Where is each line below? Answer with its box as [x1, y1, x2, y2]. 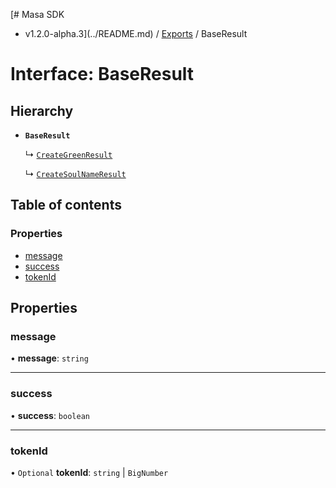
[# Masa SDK [10, 9, 65, 20]
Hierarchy [10, 102, 74, 119]
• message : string [10, 352, 89, 364]
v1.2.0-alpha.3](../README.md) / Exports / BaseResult [24, 28, 248, 39]
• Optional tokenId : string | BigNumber [10, 466, 169, 478]
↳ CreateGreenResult [24, 149, 113, 160]
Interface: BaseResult [10, 63, 195, 86]
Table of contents [10, 197, 122, 214]
